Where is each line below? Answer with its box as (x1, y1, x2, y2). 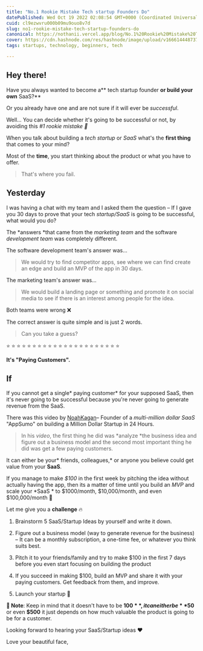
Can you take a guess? (21, 330, 79, 337)
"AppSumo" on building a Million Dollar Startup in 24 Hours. (6, 420, 155, 428)
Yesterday (6, 188, 46, 198)
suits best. (14, 542, 41, 550)
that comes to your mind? (6, 140, 70, 148)
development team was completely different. (6, 235, 118, 242)
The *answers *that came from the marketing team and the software (6, 228, 177, 236)
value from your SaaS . (6, 463, 62, 470)
